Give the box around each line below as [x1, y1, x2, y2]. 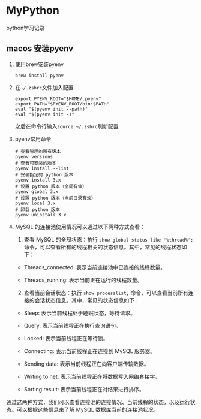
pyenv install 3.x [14, 177, 61, 183]
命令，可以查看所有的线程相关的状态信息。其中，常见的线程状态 [23, 243, 182, 251]
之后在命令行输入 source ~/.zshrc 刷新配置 [14, 122, 119, 129]
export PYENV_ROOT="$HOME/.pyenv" [14, 95, 101, 102]
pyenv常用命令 [14, 135, 52, 143]
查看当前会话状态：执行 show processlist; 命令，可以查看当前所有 [23, 289, 189, 296]
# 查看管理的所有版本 [14, 148, 61, 155]
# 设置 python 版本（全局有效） [14, 183, 87, 189]
